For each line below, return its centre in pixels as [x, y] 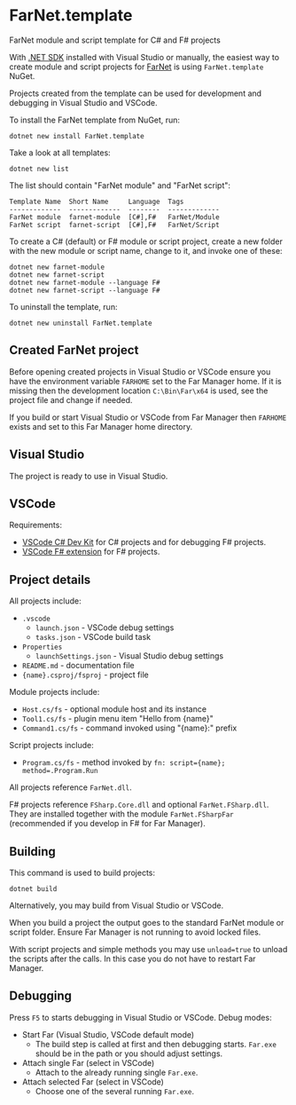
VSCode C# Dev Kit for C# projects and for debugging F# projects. [144, 542]
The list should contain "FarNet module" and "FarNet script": [120, 185]
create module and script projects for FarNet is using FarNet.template [136, 67]
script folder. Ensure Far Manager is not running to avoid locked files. [135, 932]
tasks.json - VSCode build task [93, 637]
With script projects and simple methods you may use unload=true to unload [148, 949]
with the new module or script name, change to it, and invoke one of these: [146, 250]
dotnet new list [39, 169]
